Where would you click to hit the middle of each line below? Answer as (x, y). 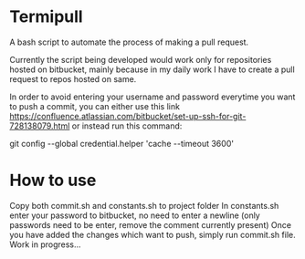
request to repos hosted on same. (73, 78)
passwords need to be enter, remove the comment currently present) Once (151, 224)
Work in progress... (45, 244)
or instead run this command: (127, 126)
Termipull (47, 17)
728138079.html (40, 126)
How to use (53, 181)
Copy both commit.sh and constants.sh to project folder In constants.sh (144, 205)
